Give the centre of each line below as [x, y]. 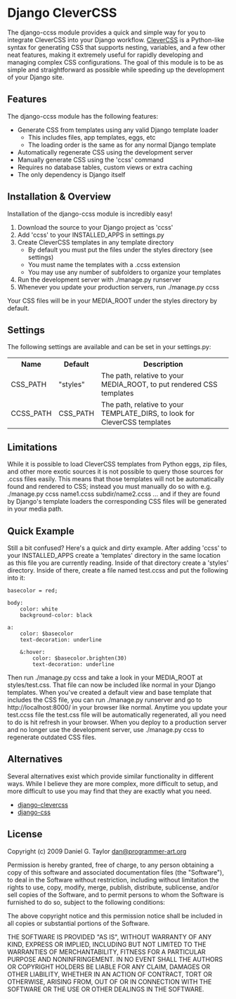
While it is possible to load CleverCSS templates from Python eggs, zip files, [117, 464]
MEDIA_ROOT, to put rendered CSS [159, 384]
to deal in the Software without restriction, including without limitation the [113, 880]
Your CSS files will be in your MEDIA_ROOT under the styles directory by [112, 301]
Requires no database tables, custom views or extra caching [105, 167]
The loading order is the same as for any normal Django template [122, 145]
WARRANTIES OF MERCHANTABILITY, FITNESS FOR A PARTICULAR [106, 952]
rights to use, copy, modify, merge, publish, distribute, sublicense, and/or [113, 887]
